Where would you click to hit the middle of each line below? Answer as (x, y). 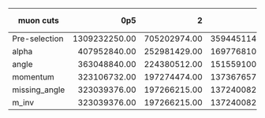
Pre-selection (38, 39)
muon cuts (38, 20)
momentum (34, 77)
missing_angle (39, 90)
